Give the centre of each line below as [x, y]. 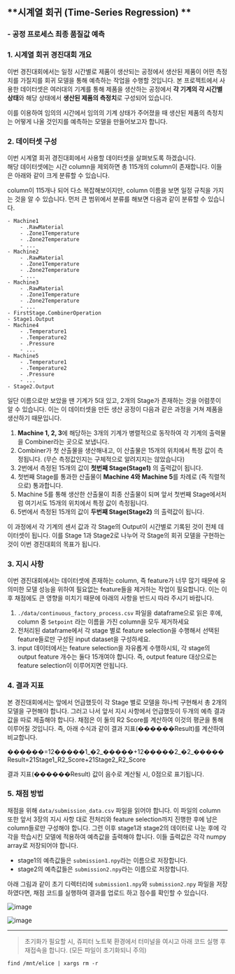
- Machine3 [23, 282]
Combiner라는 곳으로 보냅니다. [67, 441]
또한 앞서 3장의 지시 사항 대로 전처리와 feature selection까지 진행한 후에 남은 [113, 819]
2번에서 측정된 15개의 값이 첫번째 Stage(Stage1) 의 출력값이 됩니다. [110, 467]
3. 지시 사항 [26, 564]
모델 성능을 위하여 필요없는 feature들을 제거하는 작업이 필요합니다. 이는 [123, 589]
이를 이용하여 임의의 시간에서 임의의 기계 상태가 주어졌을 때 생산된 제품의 [106, 112]
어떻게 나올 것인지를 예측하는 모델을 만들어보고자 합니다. [91, 121]
